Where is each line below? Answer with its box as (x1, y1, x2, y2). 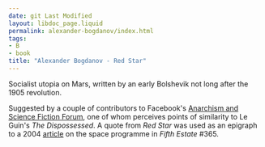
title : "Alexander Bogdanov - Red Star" (8, 57, 147, 65)
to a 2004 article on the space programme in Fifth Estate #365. (8, 128, 219, 138)
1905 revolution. (8, 87, 62, 97)
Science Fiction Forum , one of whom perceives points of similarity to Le (8, 111, 248, 121)
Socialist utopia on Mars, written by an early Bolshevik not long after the (8, 78, 249, 89)
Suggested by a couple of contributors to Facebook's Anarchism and (8, 103, 239, 113)
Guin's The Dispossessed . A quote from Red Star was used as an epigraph (8, 120, 258, 130)
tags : (8, 34, 27, 43)
